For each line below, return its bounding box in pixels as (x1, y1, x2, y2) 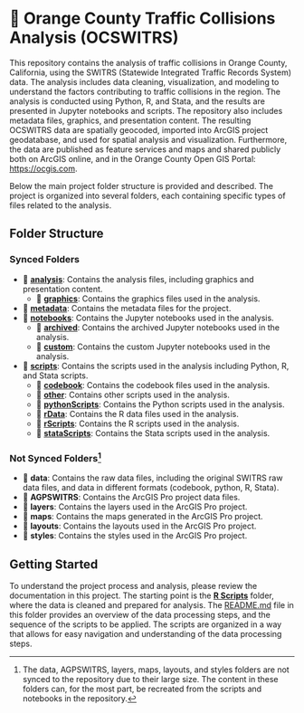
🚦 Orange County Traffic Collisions (9, 8, 276, 29)
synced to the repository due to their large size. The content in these (22, 674, 279, 685)
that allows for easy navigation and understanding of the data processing (9, 629, 282, 640)
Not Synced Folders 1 (9, 450, 102, 464)
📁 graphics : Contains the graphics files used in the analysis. (35, 293, 261, 304)
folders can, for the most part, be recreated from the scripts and (22, 683, 262, 695)
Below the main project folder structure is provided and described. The (9, 180, 274, 191)
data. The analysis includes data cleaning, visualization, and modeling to (9, 76, 280, 87)
